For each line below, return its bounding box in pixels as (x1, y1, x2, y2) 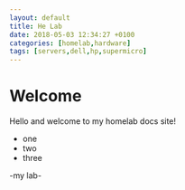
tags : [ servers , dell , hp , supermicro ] (9, 47, 147, 56)
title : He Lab (9, 22, 63, 31)
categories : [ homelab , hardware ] (9, 38, 131, 48)
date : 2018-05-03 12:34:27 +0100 (9, 30, 135, 39)
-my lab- (9, 170, 42, 181)
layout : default (9, 13, 70, 23)
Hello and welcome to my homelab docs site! (9, 116, 177, 127)
